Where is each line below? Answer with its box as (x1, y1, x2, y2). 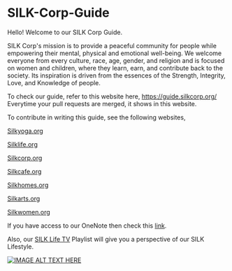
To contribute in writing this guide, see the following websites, (7, 113, 186, 122)
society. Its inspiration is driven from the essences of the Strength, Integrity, (7, 71, 226, 80)
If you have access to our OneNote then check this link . (7, 221, 167, 230)
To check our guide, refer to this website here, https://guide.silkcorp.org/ (7, 92, 217, 101)
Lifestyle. (7, 242, 34, 251)
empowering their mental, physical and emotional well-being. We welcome (7, 49, 222, 57)
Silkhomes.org (7, 180, 49, 189)
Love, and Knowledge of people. (7, 78, 101, 87)
